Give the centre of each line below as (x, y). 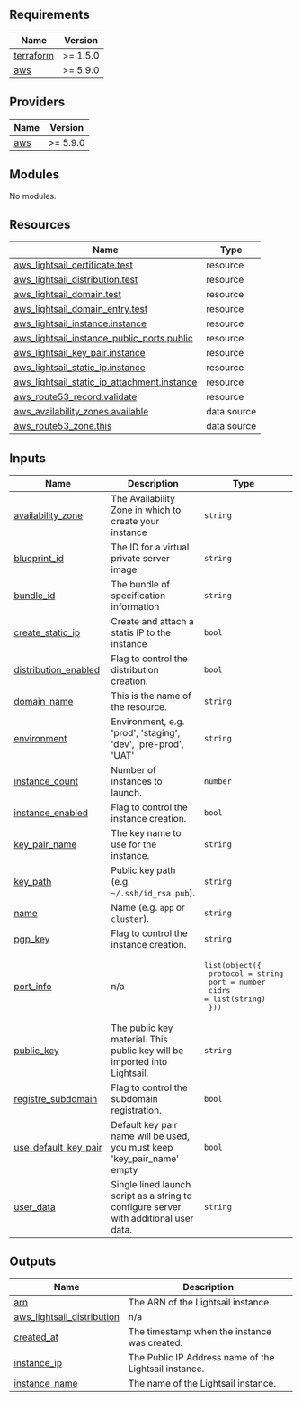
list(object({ (233, 965)
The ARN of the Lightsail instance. (200, 1302)
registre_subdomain (56, 1099)
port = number (237, 983)
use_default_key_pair (58, 1148)
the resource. (139, 707)
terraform (34, 55)
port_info (33, 987)
